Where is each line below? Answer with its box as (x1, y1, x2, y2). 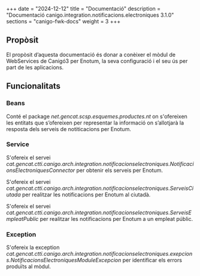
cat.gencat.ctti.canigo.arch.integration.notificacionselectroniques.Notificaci (6, 160, 194, 167)
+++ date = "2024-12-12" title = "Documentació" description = (6, 5, 161, 12)
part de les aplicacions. (6, 63, 64, 71)
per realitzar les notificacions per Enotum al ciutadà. (22, 191, 151, 198)
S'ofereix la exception (6, 244, 60, 251)
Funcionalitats (6, 81, 61, 92)
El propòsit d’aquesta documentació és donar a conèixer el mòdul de (6, 51, 175, 58)
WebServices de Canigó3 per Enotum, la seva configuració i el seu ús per (6, 57, 188, 65)
